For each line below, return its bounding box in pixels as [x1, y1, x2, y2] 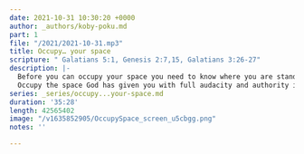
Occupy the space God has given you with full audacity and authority [17, 81, 290, 90]
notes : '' [9, 123, 47, 132]
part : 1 [9, 30, 39, 39]
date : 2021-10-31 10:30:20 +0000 [9, 13, 136, 23]
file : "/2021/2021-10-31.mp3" [9, 38, 124, 48]
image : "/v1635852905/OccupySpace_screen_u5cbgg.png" [9, 114, 217, 123]
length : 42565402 [9, 106, 75, 115]
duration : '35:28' [9, 97, 79, 107]
